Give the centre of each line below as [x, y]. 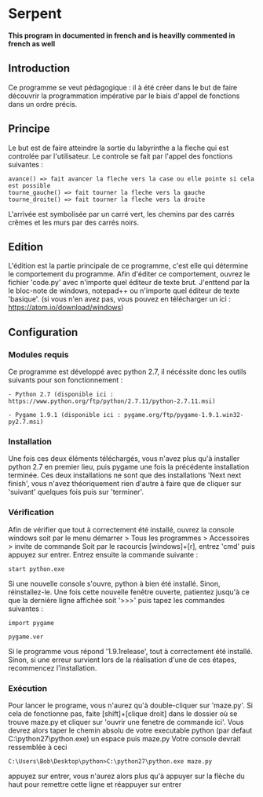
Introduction [39, 69]
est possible [29, 185]
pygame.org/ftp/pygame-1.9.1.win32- [184, 415]
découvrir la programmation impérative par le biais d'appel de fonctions [124, 96]
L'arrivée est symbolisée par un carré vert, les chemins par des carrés [122, 214]
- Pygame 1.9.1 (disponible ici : [65, 415]
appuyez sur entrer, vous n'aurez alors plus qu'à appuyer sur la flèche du [126, 776]
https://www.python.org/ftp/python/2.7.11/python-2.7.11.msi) [112, 401]
